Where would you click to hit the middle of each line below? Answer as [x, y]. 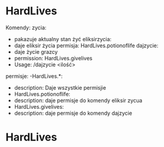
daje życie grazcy [36, 51]
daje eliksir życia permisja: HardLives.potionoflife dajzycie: [86, 45]
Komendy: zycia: [26, 27]
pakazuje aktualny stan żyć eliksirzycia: [63, 39]
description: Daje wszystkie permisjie [60, 87]
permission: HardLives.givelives [53, 58]
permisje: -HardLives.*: [34, 76]
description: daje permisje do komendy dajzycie [73, 113]
